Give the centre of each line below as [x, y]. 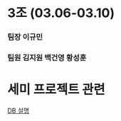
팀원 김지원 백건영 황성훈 [47, 58]
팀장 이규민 [25, 37]
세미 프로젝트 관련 [56, 90]
